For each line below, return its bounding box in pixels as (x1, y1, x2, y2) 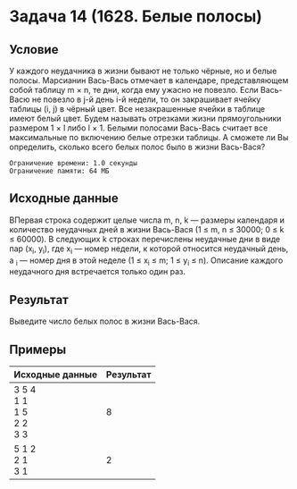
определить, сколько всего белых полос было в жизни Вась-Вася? (9, 141, 266, 152)
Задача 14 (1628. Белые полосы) (9, 6, 263, 27)
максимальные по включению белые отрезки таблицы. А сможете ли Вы (9, 132, 289, 142)
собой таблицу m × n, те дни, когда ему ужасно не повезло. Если (9, 85, 259, 95)
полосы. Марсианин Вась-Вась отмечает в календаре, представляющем (9, 75, 289, 86)
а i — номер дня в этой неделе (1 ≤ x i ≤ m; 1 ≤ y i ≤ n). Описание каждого (9, 255, 284, 267)
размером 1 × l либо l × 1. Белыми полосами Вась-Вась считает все (9, 122, 268, 133)
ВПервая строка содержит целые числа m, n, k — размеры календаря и (9, 215, 285, 225)
